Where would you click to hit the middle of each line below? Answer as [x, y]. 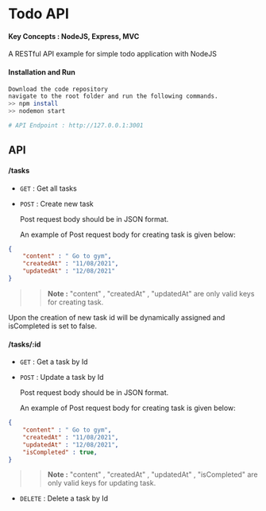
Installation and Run [42, 72]
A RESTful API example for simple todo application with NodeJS [112, 54]
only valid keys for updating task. [102, 483]
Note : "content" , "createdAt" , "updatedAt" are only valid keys [151, 293]
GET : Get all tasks [48, 188]
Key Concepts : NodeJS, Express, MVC [74, 36]
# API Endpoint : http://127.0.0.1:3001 [76, 126]
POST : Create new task [56, 203]
